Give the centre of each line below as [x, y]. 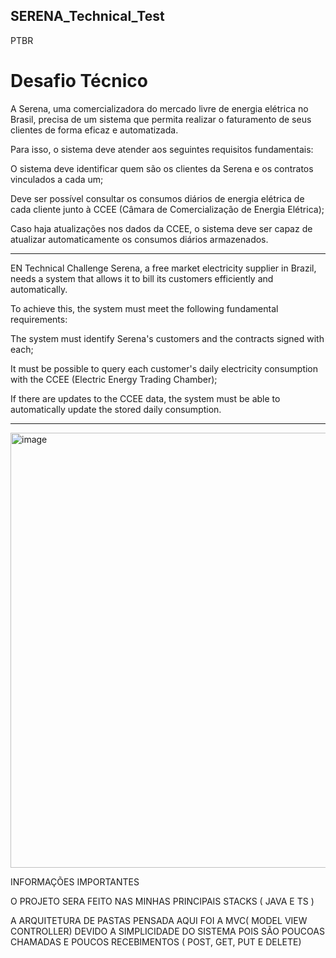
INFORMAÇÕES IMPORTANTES [75, 881]
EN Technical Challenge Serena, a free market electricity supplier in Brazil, [163, 268]
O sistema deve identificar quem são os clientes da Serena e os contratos [162, 168]
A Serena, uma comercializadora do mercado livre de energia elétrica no [159, 108]
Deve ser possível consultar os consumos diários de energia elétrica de [157, 198]
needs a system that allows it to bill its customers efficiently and [142, 278]
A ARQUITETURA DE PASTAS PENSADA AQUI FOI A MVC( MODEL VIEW [159, 920]
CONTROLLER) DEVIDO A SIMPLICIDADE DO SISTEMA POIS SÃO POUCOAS [167, 931]
